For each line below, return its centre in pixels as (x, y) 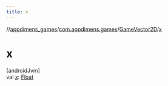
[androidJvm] (23, 70)
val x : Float (20, 77)
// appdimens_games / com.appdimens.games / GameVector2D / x (84, 29)
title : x (17, 12)
